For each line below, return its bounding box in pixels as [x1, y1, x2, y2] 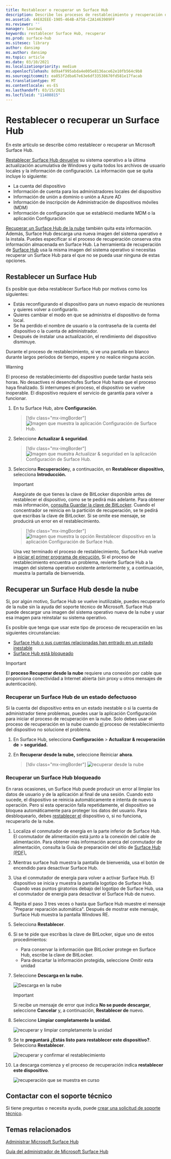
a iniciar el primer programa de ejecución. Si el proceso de [13, 554, 136, 560]
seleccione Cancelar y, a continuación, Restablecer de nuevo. [13, 1007, 144, 1013]
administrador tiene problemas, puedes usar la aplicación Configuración [6, 710, 157, 716]
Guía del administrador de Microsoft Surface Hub [6, 1148, 109, 1155]
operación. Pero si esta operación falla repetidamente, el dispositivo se [6, 802, 154, 808]
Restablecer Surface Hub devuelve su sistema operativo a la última [6, 157, 146, 163]
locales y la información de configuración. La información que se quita [6, 168, 153, 174]
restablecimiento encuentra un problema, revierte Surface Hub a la [13, 559, 153, 566]
